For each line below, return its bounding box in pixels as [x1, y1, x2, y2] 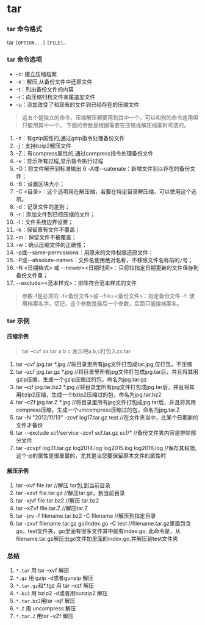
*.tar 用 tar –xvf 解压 [15, 566, 70, 574]
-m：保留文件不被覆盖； [15, 234, 77, 241]
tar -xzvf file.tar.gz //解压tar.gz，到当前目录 [15, 490, 125, 497]
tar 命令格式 [7, 25, 42, 34]
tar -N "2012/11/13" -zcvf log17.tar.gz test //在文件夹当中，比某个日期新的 [15, 413, 199, 421]
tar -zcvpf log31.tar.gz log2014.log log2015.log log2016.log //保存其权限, [15, 444, 197, 451]
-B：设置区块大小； [15, 180, 65, 187]
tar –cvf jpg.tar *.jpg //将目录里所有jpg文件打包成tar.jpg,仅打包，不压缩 [15, 360, 193, 368]
